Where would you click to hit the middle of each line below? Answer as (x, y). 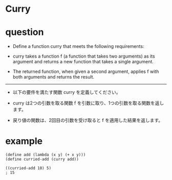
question (25, 32)
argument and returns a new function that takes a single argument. (83, 62)
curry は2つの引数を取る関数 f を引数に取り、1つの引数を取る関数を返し (88, 103)
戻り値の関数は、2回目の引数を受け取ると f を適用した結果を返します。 (88, 120)
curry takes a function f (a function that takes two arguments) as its (84, 56)
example (24, 141)
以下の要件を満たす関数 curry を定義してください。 (67, 92)
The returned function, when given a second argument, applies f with (86, 71)
